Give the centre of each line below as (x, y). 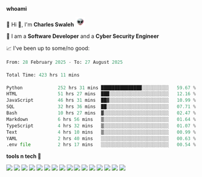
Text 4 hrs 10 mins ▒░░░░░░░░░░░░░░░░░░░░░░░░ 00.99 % (101, 132)
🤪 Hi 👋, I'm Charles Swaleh (40, 24)
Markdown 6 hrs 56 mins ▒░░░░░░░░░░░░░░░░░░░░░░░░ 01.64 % (101, 119)
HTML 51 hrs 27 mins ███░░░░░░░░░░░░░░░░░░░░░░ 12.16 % (101, 94)
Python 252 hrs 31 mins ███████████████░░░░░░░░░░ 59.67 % (101, 88)
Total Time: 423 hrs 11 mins (43, 75)
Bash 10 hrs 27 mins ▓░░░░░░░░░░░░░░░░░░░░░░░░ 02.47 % (101, 113)
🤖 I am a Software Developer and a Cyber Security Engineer (83, 36)
